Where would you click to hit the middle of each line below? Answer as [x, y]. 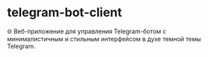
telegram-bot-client [65, 13]
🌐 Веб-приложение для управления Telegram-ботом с [87, 31]
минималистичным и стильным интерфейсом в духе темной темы [104, 39]
